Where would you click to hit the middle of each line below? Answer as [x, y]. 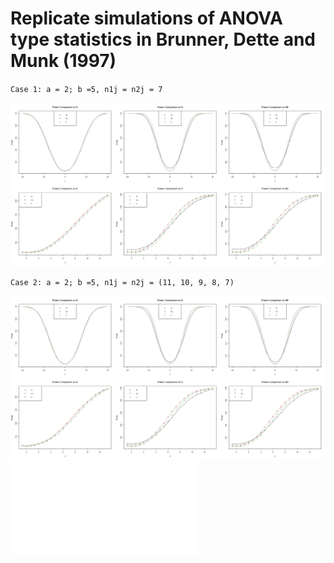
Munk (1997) [63, 61]
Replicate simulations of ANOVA [146, 18]
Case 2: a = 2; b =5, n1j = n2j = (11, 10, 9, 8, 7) [122, 283]
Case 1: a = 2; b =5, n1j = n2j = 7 [86, 89]
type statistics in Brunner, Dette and [163, 39]
